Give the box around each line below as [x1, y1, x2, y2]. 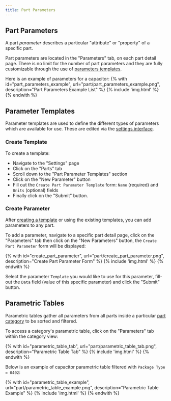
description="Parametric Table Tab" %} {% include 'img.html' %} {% [5, 349, 150, 355]
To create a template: [5, 150, 50, 156]
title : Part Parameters [5, 7, 56, 13]
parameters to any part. [5, 222, 55, 228]
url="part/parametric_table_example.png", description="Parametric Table [5, 384, 159, 390]
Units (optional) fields [12, 187, 59, 193]
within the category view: [5, 333, 59, 339]
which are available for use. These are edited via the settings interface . [5, 126, 154, 132]
